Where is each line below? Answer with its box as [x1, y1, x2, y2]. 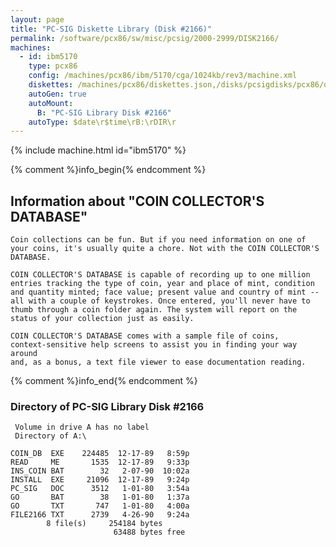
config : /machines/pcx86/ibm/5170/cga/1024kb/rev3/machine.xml [28, 71, 298, 81]
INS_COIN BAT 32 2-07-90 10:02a [10, 466, 190, 476]
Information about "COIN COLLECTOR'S [10, 192, 265, 210]
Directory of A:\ [14, 431, 87, 441]
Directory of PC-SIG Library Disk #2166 [10, 399, 205, 413]
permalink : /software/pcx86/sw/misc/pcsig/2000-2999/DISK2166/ [10, 33, 280, 43]
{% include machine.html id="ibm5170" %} [10, 144, 187, 156]
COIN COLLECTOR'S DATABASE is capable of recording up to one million [10, 270, 311, 280]
